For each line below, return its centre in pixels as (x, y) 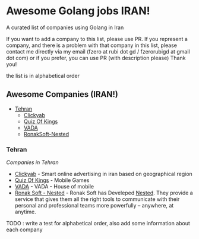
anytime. (26, 212)
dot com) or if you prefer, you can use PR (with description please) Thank (96, 58)
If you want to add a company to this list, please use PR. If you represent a (97, 39)
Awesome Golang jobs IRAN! (78, 11)
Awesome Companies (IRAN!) (62, 94)
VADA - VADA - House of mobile (54, 187)
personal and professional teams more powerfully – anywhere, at (94, 206)
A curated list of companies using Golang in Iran (65, 27)
